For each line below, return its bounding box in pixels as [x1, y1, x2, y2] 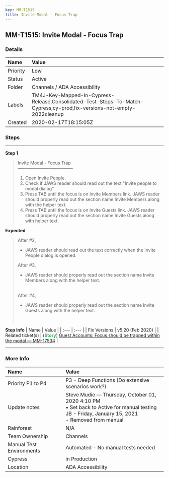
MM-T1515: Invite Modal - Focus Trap [5, 31, 124, 39]
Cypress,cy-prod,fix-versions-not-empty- [32, 104, 136, 111]
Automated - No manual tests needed [65, 444, 155, 451]
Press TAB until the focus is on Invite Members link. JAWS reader [25, 191, 160, 197]
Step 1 [5, 150, 19, 156]
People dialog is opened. [25, 252, 77, 258]
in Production [65, 455, 97, 462]
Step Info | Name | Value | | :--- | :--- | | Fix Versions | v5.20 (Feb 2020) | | [5, 327, 159, 333]
